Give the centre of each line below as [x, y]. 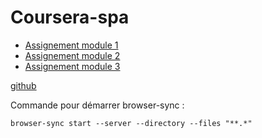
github [23, 85]
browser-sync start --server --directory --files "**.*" [131, 123]
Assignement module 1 [71, 45]
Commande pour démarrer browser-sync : [97, 105]
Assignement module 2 [72, 55]
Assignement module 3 [72, 66]
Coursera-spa [70, 17]
